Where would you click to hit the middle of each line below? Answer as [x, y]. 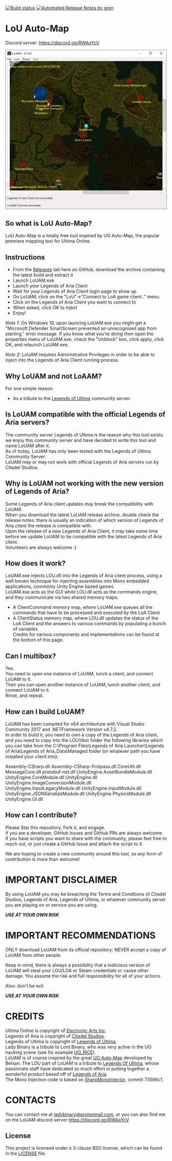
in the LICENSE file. [26, 1153]
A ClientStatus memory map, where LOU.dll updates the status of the [85, 618]
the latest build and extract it [43, 275]
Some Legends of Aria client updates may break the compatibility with [79, 503]
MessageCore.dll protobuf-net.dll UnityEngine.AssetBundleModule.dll [79, 772]
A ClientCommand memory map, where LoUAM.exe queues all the [82, 607]
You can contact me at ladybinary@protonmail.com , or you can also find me [85, 1114]
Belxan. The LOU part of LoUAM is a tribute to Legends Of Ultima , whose [82, 1063]
